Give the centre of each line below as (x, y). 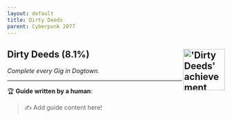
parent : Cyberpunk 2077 (41, 26)
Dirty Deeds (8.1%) (48, 54)
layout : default (30, 13)
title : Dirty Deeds (35, 20)
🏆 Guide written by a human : (50, 91)
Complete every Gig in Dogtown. (54, 71)
